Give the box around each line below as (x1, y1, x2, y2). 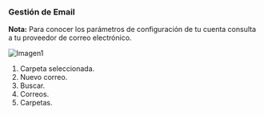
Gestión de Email (8, 6, 75, 18)
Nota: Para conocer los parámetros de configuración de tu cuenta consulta (8, 25, 257, 34)
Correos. (19, 89, 50, 99)
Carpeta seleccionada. (19, 64, 95, 73)
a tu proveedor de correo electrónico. (8, 33, 132, 42)
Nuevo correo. (19, 73, 68, 82)
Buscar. (19, 81, 46, 90)
